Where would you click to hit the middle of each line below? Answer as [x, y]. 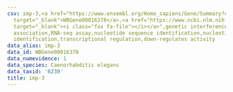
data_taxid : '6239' [35, 71]
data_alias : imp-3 [34, 46]
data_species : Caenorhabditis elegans [63, 65]
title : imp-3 [26, 78]
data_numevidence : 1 [37, 59]
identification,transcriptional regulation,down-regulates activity [114, 39]
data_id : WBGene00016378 [43, 53]
